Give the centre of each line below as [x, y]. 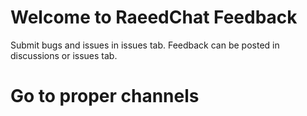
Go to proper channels [105, 96]
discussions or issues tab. [64, 55]
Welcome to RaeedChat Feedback [154, 17]
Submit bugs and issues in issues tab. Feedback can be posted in [145, 45]
